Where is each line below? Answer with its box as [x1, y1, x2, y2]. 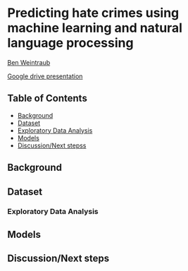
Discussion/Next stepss [17, 141, 87, 150]
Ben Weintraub [7, 58, 51, 66]
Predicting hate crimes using [7, 5, 180, 21]
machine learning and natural [7, 20, 183, 36]
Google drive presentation [7, 72, 83, 80]
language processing [7, 35, 134, 51]
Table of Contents [7, 92, 88, 104]
